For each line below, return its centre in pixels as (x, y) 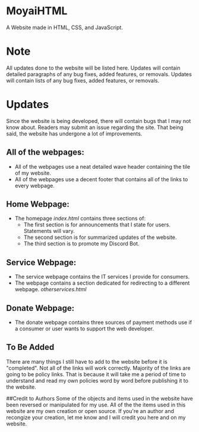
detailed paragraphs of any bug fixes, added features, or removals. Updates (99, 74)
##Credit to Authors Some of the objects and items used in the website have (99, 398)
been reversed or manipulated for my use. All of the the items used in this (96, 405)
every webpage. (35, 185)
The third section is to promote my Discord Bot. (81, 244)
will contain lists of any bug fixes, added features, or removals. (83, 80)
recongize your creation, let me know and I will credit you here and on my (96, 417)
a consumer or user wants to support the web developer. (84, 329)
